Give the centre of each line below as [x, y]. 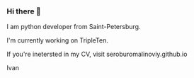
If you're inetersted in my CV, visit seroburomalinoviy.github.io [97, 54]
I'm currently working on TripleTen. [58, 40]
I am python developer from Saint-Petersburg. [74, 27]
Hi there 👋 [24, 11]
